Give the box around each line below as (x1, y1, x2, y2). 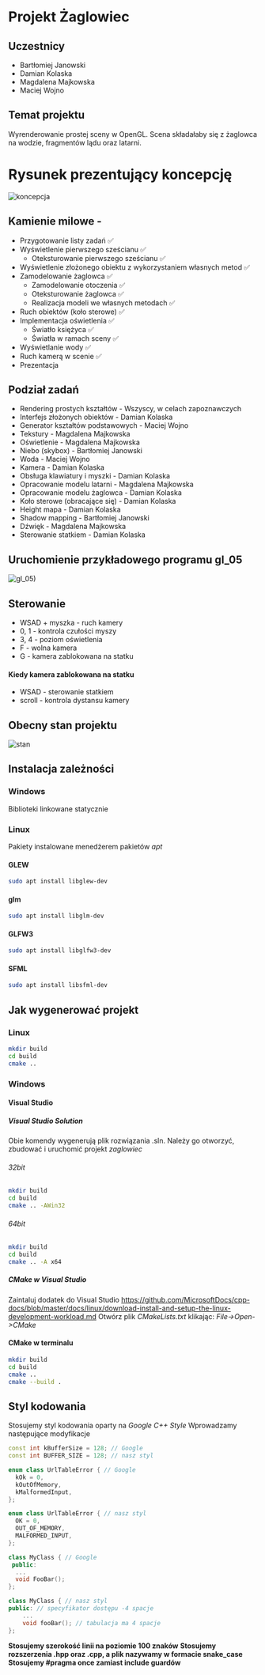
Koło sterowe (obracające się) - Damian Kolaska (19, 497, 176, 506)
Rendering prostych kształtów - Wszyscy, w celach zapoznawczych (19, 404, 242, 414)
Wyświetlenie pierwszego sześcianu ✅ (19, 244, 146, 254)
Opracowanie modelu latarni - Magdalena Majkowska (19, 479, 194, 490)
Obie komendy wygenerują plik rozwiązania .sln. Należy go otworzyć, (8, 1136, 235, 1146)
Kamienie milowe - (8, 214, 102, 229)
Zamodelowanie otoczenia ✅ (31, 280, 126, 289)
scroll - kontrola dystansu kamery (19, 696, 130, 705)
